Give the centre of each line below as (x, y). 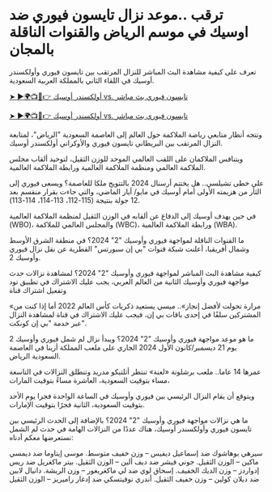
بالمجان (32, 49)
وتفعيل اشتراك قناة (38, 290)
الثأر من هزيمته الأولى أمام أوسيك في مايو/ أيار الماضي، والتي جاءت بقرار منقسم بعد (135, 191)
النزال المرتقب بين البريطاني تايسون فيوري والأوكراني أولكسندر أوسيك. (116, 142)
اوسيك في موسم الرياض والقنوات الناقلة (129, 32)
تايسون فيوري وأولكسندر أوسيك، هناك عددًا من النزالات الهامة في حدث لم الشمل (131, 428)
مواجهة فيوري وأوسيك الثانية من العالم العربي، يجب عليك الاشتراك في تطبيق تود (129, 282)
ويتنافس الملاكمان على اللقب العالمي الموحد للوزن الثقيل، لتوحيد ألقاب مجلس (126, 159)
